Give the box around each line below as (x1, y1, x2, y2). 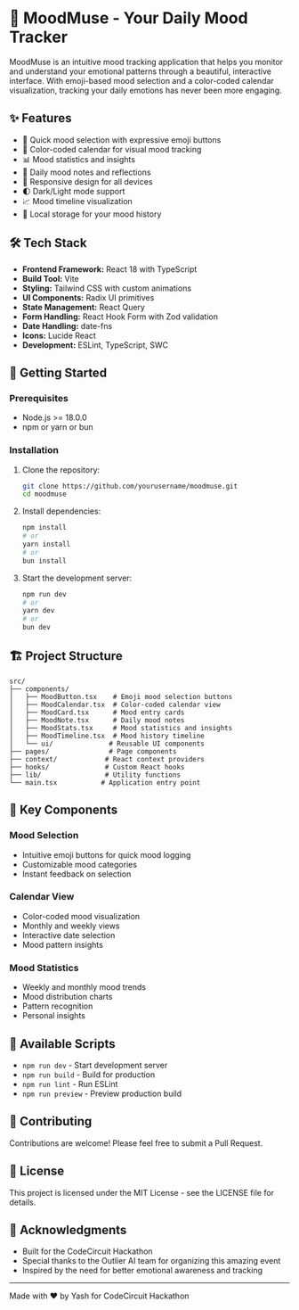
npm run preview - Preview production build (21, 1088, 182, 1099)
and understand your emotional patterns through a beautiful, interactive (9, 66, 271, 77)
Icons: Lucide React (21, 330, 96, 341)
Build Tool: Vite (21, 273, 79, 284)
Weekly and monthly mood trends (21, 982, 147, 993)
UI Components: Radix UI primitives (21, 292, 155, 302)
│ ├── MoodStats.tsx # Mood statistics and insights (9, 723, 233, 732)
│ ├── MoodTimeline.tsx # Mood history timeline (9, 731, 205, 740)
